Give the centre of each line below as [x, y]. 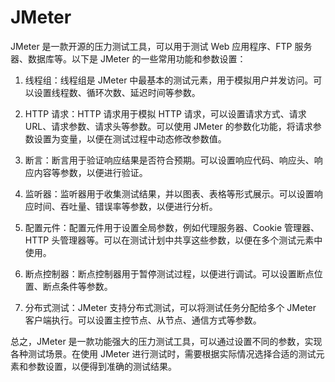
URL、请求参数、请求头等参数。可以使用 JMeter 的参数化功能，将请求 [168, 126]
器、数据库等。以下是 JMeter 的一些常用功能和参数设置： [128, 58]
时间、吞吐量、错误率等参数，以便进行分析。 [125, 206]
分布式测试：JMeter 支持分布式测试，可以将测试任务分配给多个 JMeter [170, 307]
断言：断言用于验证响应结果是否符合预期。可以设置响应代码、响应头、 [169, 160]
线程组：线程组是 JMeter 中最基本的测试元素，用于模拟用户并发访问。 [169, 80]
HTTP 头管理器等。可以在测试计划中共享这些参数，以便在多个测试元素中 [173, 240]
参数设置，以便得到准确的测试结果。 [102, 366]
